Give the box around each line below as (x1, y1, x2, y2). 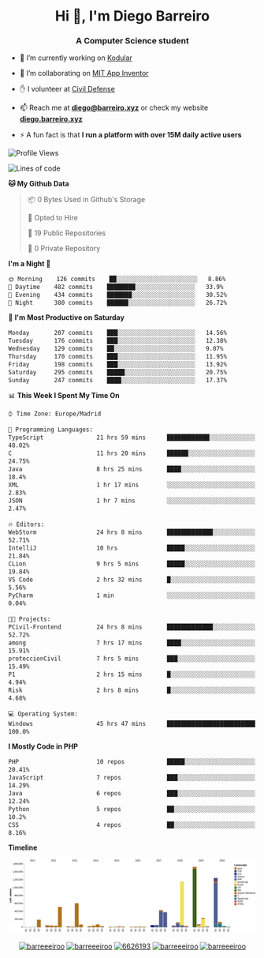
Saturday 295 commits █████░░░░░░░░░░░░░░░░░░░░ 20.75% (8, 369, 227, 377)
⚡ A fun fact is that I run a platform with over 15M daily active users (19, 130, 242, 140)
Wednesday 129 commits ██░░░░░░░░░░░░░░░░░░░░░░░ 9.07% (8, 345, 224, 353)
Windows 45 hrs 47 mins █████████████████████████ (8, 720, 256, 728)
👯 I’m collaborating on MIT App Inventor (19, 69, 149, 78)
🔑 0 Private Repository (27, 244, 101, 254)
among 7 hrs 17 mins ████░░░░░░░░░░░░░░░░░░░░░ (8, 639, 256, 647)
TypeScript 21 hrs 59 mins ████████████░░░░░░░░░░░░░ (8, 434, 256, 441)
